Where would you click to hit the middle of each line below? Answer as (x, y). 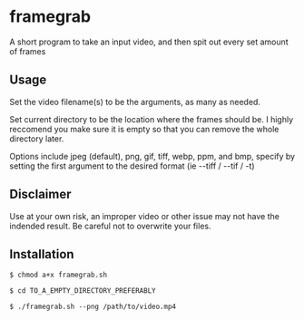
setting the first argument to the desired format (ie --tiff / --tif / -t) (132, 166)
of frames (28, 51)
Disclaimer (40, 194)
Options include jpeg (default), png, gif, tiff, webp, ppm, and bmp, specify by (152, 156)
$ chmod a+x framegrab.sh (58, 275)
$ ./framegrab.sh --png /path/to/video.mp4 (93, 307)
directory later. (37, 139)
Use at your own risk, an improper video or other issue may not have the (144, 216)
